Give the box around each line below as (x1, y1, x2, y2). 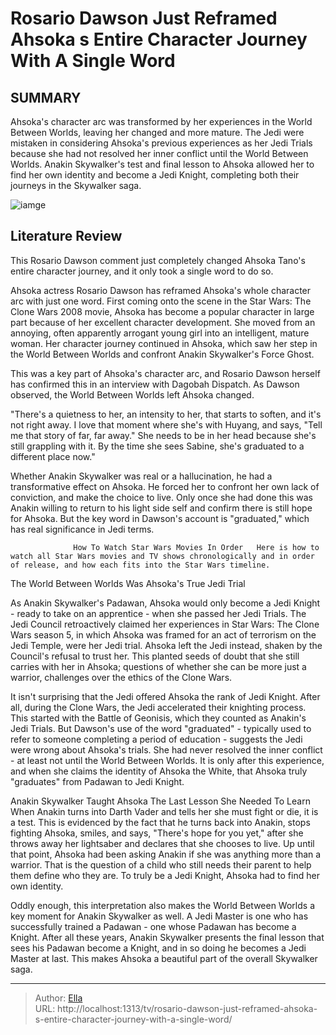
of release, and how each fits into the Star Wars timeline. (10, 560, 271, 570)
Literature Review (10, 228, 123, 245)
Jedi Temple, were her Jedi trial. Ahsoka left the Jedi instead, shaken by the (10, 639, 323, 651)
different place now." (10, 450, 96, 462)
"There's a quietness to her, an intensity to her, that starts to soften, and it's (10, 408, 322, 420)
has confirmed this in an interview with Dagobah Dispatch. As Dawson (10, 378, 300, 390)
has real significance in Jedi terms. (10, 523, 155, 535)
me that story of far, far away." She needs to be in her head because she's (10, 429, 317, 441)
